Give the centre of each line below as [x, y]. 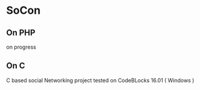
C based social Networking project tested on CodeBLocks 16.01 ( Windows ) [100, 80]
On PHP [21, 33]
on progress [21, 47]
